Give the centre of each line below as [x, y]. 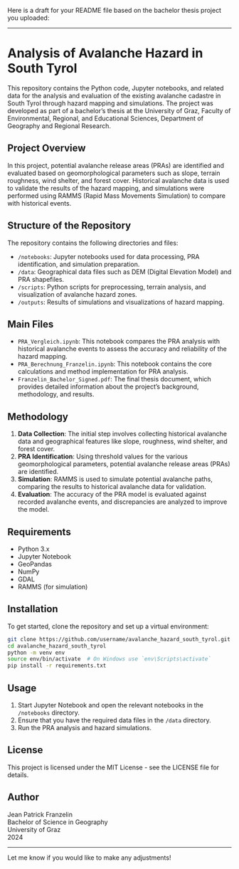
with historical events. [39, 203]
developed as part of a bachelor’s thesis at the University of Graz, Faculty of [119, 110]
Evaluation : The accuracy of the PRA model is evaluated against [112, 495]
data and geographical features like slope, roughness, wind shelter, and [122, 441]
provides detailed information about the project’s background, [108, 386]
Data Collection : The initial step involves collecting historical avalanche [122, 434]
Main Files [31, 324]
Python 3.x [33, 549]
